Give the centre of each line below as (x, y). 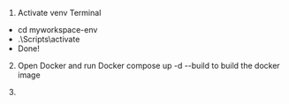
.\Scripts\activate (49, 39)
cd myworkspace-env (57, 30)
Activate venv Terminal (59, 13)
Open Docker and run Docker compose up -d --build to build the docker (148, 66)
